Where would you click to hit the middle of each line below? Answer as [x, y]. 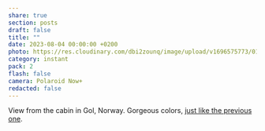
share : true [28, 15]
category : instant [38, 60]
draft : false [30, 30]
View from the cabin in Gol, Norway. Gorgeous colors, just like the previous [130, 111]
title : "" [24, 37]
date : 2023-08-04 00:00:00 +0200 [63, 45]
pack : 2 [21, 67]
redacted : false [35, 88]
